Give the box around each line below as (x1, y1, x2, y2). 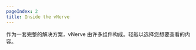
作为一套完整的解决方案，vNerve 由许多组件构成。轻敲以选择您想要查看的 (6, 30, 185, 38)
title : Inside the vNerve (6, 14, 69, 20)
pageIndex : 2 (6, 8, 38, 15)
